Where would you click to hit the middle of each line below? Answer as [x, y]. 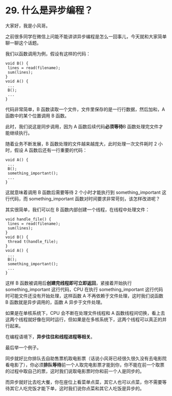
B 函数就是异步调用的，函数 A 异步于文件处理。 [55, 302]
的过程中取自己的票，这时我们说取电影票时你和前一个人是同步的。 [75, 371]
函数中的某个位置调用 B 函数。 [37, 115]
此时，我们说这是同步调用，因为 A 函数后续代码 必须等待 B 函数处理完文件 [82, 126]
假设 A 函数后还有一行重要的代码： [51, 150]
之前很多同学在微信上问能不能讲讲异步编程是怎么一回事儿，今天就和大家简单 [86, 36]
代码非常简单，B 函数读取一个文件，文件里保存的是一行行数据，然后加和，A [85, 109]
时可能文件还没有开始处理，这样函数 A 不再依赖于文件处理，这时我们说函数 [84, 296]
